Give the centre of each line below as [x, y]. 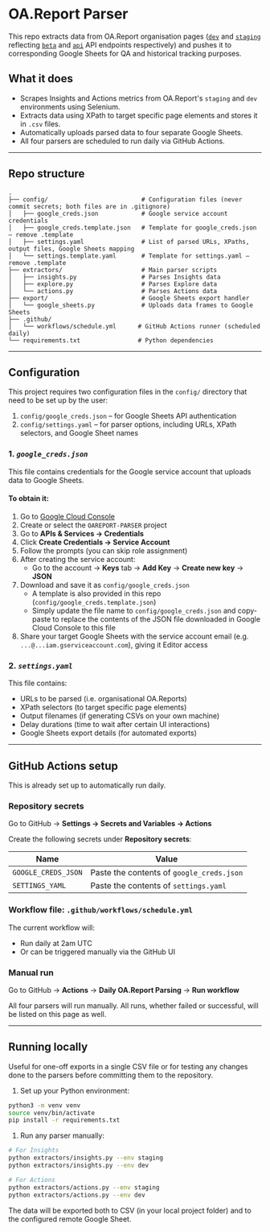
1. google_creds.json [48, 454]
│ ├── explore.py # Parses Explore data [113, 284]
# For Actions [32, 1180]
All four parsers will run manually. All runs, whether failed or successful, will [133, 1005]
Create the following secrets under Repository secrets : [100, 839]
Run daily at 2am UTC [56, 943]
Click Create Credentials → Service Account [95, 542]
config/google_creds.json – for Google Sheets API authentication [128, 416]
